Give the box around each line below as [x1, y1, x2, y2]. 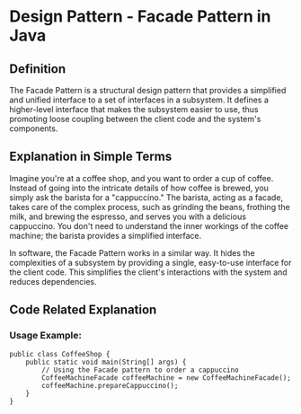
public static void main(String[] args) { [25, 357, 187, 366]
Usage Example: [9, 330, 83, 342]
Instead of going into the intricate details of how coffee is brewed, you [9, 182, 270, 193]
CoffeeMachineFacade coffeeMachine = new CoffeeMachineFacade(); [41, 373, 292, 383]
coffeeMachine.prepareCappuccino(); [41, 381, 179, 390]
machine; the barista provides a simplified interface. [9, 230, 202, 241]
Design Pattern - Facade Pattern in [9, 6, 271, 27]
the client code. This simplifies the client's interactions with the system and [9, 267, 288, 277]
